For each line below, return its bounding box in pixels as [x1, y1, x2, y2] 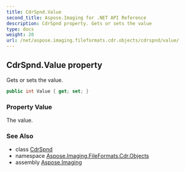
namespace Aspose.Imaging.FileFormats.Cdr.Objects [15, 152, 149, 160]
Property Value [6, 102, 53, 111]
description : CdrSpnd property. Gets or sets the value [6, 20, 152, 26]
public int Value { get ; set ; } [6, 88, 89, 94]
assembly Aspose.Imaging [15, 159, 83, 166]
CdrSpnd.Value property [6, 60, 103, 70]
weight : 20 [6, 32, 34, 38]
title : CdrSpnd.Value [6, 9, 62, 15]
